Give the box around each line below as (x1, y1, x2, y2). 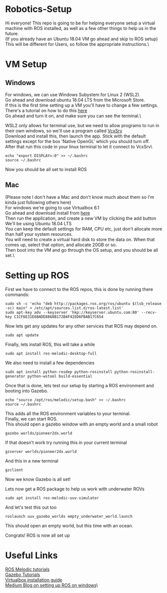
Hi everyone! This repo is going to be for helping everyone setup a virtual (5, 20, 156, 26)
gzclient (5, 467, 23, 472)
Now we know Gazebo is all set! (5, 476, 71, 482)
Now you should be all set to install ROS (5, 166, 87, 172)
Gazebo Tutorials (5, 572, 40, 578)
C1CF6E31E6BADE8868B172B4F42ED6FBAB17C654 (14, 314, 104, 319)
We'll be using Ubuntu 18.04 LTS (5, 220, 72, 226)
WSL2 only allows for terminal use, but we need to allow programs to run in (5, 122, 160, 128)
